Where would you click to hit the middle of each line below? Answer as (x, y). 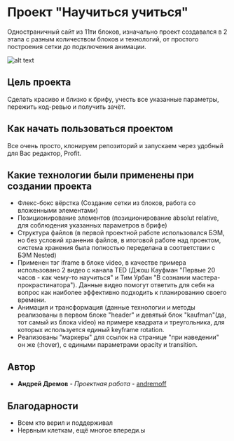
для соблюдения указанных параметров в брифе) (92, 225)
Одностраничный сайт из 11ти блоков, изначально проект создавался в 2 (117, 32)
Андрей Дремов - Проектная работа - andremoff (92, 384)
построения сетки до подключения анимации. (77, 46)
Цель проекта (39, 83)
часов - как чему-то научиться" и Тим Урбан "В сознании (104, 277)
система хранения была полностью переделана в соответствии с (116, 248)
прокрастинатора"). (47, 285)
